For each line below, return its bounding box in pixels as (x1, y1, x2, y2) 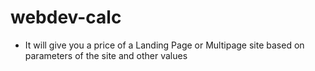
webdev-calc (10, 6, 122, 29)
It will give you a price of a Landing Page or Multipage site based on (24, 39, 305, 51)
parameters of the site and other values (24, 49, 188, 61)
